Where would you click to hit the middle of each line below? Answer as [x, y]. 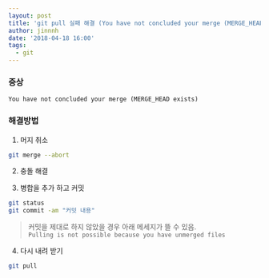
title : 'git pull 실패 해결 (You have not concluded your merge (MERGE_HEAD [136, 23]
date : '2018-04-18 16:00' [51, 38]
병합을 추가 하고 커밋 [52, 188]
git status [26, 203]
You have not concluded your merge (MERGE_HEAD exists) [103, 99]
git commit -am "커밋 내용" [52, 211]
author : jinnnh [34, 30]
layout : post [30, 16]
